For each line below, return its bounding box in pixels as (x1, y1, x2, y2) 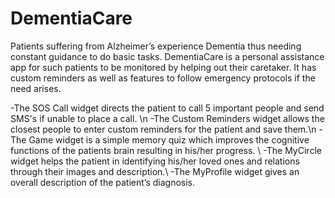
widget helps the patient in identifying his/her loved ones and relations (10, 155, 300, 167)
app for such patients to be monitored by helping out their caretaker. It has (10, 61, 317, 73)
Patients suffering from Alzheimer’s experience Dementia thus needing (10, 40, 302, 52)
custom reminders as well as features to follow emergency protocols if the (10, 72, 316, 84)
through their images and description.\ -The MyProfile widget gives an (10, 165, 300, 177)
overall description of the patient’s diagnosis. (10, 176, 196, 188)
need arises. (10, 82, 62, 94)
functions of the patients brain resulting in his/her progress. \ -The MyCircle (10, 144, 322, 156)
